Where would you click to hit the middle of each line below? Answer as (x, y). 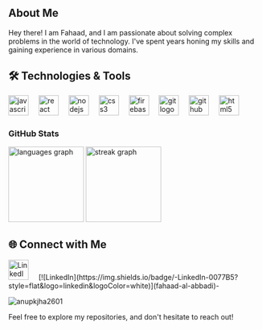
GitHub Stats (34, 134)
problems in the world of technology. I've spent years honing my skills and (131, 41)
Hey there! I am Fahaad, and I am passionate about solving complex (121, 32)
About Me (33, 13)
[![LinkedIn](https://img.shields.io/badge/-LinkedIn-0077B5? (138, 277)
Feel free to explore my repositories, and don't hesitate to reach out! (121, 316)
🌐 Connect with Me (57, 245)
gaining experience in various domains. (74, 49)
